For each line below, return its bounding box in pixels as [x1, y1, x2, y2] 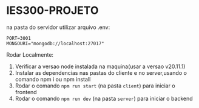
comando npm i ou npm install [15, 75, 91, 83]
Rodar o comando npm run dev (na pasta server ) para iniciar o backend [15, 95, 193, 102]
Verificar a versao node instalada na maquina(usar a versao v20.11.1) [15, 63, 186, 70]
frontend [15, 88, 38, 95]
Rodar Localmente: [6, 51, 53, 58]
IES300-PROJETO [6, 4, 99, 17]
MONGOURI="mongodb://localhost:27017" [6, 40, 104, 46]
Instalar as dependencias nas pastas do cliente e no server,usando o [15, 69, 187, 76]
